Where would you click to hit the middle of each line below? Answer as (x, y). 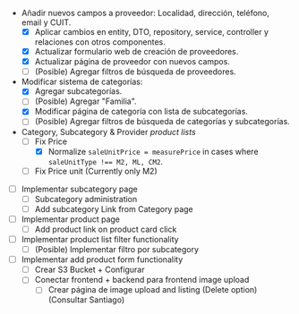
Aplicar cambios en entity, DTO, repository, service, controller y (152, 32)
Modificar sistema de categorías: (82, 82)
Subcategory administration (86, 199)
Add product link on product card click (106, 229)
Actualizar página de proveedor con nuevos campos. (132, 62)
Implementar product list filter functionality (100, 239)
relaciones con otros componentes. (100, 42)
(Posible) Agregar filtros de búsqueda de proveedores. (135, 72)
